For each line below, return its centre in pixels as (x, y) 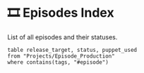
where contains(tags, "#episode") (58, 62)
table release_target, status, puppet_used (72, 50)
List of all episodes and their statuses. (62, 37)
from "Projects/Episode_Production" (61, 56)
